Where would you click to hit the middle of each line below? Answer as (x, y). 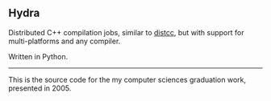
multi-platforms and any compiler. (65, 41)
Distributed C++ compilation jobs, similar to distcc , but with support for (126, 32)
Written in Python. (38, 56)
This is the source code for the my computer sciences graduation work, (127, 79)
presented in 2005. (40, 88)
